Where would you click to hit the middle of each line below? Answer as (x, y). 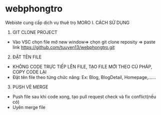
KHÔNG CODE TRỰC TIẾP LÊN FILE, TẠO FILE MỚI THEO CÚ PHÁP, (82, 66)
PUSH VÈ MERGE (30, 87)
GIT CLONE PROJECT (35, 32)
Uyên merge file (29, 107)
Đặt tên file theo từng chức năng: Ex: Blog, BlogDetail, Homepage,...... (84, 77)
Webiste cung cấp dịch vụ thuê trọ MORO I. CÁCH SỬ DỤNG (67, 22)
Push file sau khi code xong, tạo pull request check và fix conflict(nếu (84, 96)
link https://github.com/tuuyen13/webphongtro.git (63, 47)
